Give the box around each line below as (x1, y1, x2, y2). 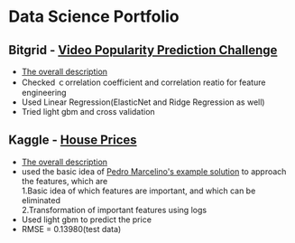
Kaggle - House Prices (8, 133, 137, 148)
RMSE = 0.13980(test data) (21, 223, 122, 234)
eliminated (21, 194, 60, 205)
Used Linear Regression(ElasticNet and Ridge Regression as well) (21, 97, 265, 107)
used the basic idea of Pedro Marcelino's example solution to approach (21, 165, 287, 177)
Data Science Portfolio (8, 6, 180, 27)
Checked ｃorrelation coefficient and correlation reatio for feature (21, 77, 266, 88)
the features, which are (21, 175, 108, 186)
